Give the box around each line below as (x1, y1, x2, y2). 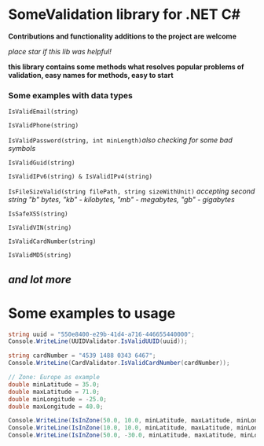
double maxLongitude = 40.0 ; (8, 403, 104, 411)
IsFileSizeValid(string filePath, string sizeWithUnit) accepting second (8, 186, 255, 196)
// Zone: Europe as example (8, 374, 101, 381)
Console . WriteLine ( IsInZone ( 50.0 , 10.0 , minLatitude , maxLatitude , (8, 417, 234, 425)
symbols (8, 144, 36, 153)
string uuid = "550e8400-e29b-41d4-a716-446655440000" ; (8, 330, 195, 338)
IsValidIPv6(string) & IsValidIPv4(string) (8, 173, 153, 181)
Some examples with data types (8, 90, 134, 101)
